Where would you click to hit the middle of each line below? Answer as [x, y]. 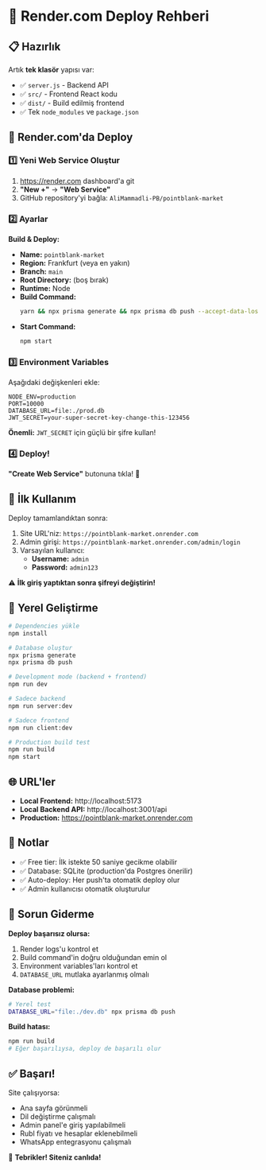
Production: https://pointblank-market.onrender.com [106, 818]
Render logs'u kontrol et [59, 949]
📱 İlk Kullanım [42, 499]
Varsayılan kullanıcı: [52, 550]
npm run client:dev [40, 728]
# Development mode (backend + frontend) [78, 677]
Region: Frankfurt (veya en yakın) [75, 262]
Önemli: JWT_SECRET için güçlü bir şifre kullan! [82, 433]
